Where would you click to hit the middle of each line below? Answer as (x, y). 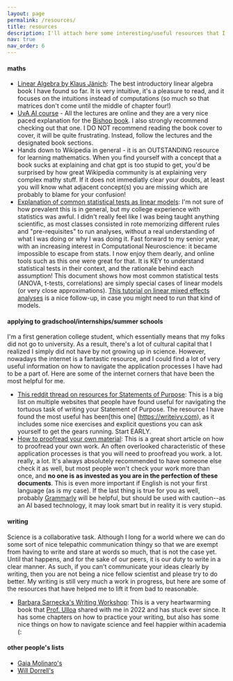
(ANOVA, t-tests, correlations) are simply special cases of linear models (120, 283)
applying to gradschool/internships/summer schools (85, 321)
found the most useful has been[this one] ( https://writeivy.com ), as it (116, 417)
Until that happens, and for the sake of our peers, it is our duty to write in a (114, 559)
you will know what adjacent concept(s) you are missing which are (113, 187)
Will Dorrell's (35, 670)
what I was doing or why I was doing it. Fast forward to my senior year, (119, 239)
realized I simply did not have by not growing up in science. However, (107, 351)
